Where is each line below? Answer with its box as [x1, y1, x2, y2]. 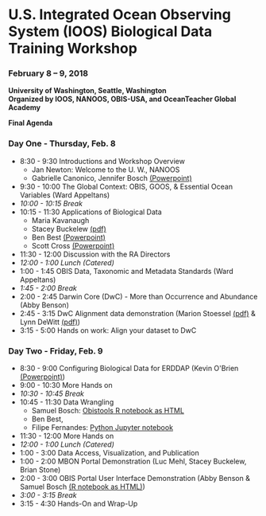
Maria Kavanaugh [31, 215, 90, 225]
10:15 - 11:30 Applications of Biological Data [19, 207, 163, 217]
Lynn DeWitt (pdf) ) [19, 317, 81, 326]
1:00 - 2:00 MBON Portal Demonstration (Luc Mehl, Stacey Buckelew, [19, 456, 247, 467]
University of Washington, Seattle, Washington [8, 86, 167, 96]
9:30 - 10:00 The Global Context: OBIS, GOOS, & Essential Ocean [19, 182, 233, 191]
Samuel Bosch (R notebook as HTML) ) [19, 482, 145, 491]
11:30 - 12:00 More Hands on [19, 432, 114, 441]
